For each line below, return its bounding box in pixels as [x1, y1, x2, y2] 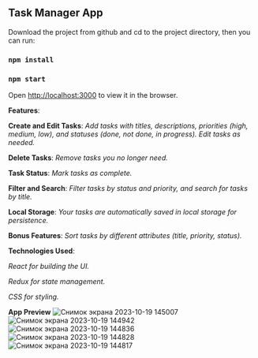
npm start [8, 74, 46, 84]
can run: [8, 35, 36, 45]
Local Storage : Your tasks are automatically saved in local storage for [8, 207, 237, 217]
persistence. [8, 216, 49, 226]
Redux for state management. [8, 277, 106, 286]
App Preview [8, 308, 51, 317]
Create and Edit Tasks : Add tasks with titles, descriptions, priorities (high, [8, 121, 249, 131]
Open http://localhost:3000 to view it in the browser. [8, 91, 178, 100]
